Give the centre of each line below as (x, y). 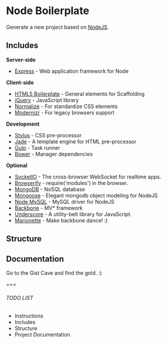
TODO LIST (20, 298)
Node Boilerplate (48, 11)
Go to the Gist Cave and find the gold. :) (54, 273)
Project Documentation (42, 335)
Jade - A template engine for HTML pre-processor (75, 141)
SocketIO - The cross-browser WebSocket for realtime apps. (88, 177)
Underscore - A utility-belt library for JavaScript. (73, 214)
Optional (17, 165)
